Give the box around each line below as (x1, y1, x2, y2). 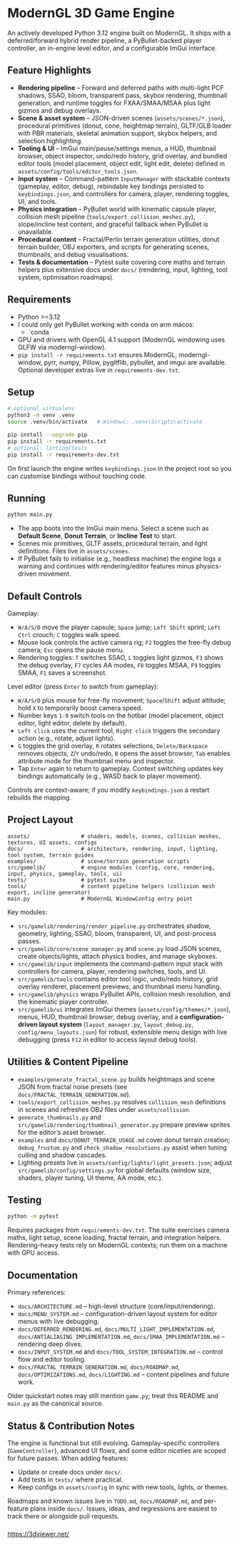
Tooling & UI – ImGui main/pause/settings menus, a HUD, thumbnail (17, 144, 216, 153)
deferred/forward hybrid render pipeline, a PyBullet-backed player (7, 36, 202, 44)
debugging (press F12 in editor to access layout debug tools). (17, 1035, 198, 1044)
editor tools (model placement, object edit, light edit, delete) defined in (17, 159, 225, 168)
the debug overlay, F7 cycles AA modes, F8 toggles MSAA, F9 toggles (17, 661, 221, 669)
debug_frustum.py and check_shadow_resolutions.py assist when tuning (17, 1143, 227, 1151)
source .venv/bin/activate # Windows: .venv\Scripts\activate (7, 419, 203, 426)
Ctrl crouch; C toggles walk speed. (17, 631, 121, 639)
